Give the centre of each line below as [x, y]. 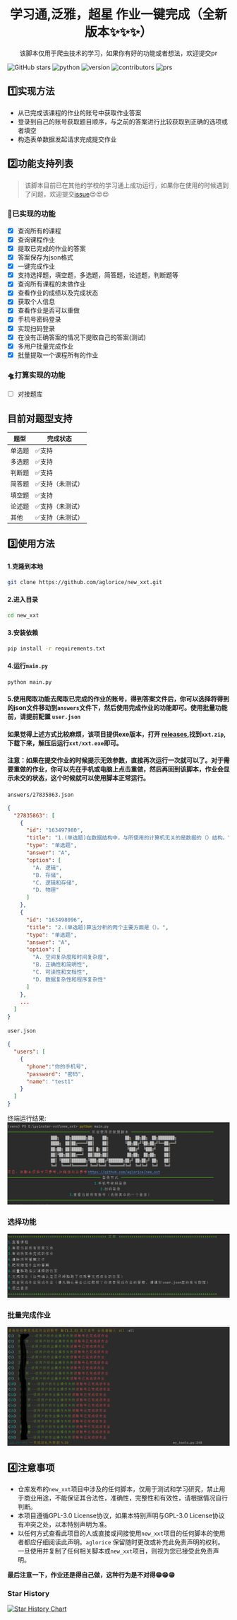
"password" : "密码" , [55, 1074]
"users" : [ [30, 1052]
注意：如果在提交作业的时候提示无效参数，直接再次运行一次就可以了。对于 [115, 760]
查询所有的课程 [39, 231]
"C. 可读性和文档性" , [61, 972]
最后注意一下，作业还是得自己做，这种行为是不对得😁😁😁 [91, 1575]
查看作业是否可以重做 [48, 310]
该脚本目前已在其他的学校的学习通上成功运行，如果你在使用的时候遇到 [127, 185]
